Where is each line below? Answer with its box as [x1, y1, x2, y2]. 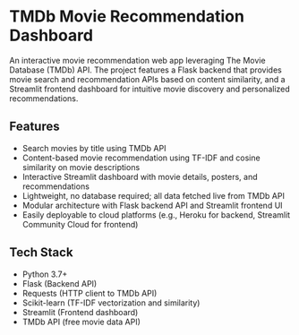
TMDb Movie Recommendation [9, 6, 244, 27]
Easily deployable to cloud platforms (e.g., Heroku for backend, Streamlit [21, 209, 291, 220]
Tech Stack [9, 245, 73, 261]
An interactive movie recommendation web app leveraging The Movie [9, 55, 266, 65]
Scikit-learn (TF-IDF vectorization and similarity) [21, 297, 201, 308]
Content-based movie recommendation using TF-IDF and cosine [21, 152, 261, 163]
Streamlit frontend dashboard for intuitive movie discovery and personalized [9, 83, 291, 94]
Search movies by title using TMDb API [21, 142, 167, 153]
